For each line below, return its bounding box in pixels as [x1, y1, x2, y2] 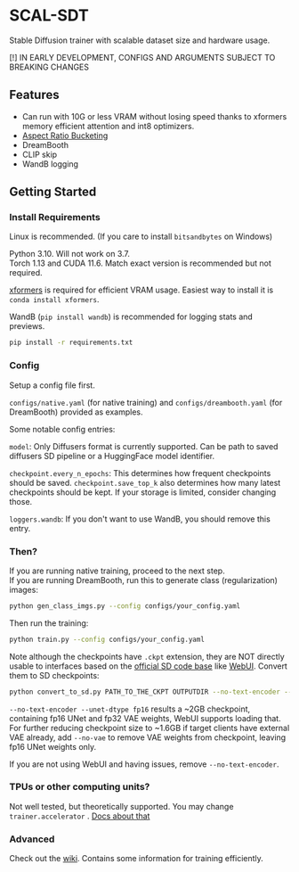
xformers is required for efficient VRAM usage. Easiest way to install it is [9, 284, 274, 295]
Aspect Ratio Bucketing [21, 130, 109, 141]
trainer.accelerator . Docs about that [9, 810, 150, 821]
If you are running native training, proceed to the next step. [9, 565, 225, 576]
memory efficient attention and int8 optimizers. [21, 120, 195, 131]
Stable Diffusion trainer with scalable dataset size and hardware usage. [9, 35, 271, 45]
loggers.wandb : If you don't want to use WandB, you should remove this [9, 514, 271, 524]
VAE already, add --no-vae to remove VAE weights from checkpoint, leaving [9, 732, 287, 743]
